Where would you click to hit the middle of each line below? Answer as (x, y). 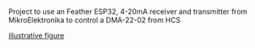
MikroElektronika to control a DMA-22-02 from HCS (94, 20)
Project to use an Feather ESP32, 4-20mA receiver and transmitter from (128, 12)
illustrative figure (36, 36)
